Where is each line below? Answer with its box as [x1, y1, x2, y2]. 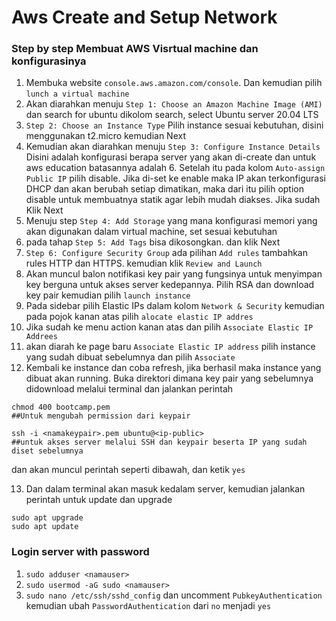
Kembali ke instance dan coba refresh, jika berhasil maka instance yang [25, 362, 322, 374]
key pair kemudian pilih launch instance [25, 289, 191, 301]
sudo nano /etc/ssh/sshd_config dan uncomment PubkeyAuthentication [25, 589, 323, 601]
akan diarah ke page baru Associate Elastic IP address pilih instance [25, 341, 316, 353]
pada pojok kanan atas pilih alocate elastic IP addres [25, 311, 254, 323]
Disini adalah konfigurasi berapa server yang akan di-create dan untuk [25, 151, 317, 163]
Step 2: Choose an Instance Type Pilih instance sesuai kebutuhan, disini [25, 119, 324, 131]
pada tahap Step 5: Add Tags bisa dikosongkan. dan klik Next [25, 236, 281, 248]
